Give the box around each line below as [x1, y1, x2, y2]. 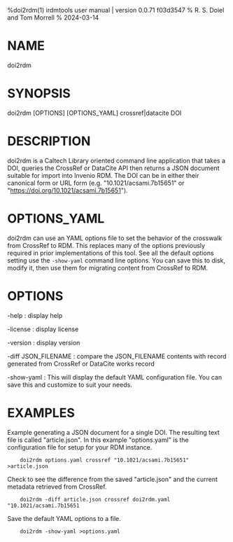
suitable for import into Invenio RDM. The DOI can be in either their [7, 171, 199, 179]
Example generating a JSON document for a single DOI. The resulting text [7, 428, 220, 436]
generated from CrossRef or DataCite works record [7, 359, 155, 368]
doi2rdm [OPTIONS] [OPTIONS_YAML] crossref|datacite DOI [7, 109, 182, 117]
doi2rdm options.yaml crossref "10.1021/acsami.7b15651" [20, 457, 190, 464]
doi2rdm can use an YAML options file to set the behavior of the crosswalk [7, 234, 223, 242]
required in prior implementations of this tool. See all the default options [7, 249, 215, 257]
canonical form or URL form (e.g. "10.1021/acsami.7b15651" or [7, 179, 185, 187]
